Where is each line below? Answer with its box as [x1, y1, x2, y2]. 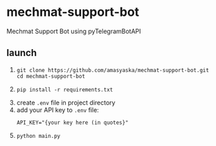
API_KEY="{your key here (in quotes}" [16, 119, 129, 126]
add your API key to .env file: [16, 105, 100, 114]
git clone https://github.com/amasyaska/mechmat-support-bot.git [16, 66, 209, 73]
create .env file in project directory [16, 98, 116, 107]
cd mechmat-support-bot [16, 73, 86, 80]
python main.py [16, 132, 61, 139]
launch [6, 47, 37, 59]
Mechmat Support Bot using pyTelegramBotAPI [6, 27, 141, 35]
